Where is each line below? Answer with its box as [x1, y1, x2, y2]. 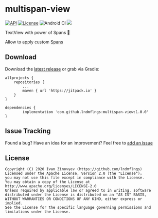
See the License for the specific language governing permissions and [5, 205, 151, 210]
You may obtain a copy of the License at [5, 180, 90, 184]
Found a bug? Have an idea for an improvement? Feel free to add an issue [5, 140, 153, 145]
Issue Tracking [5, 127, 51, 135]
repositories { [14, 79, 45, 85]
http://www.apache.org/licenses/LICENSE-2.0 [5, 184, 97, 189]
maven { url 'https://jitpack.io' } [22, 88, 97, 93]
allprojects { [5, 75, 34, 80]
